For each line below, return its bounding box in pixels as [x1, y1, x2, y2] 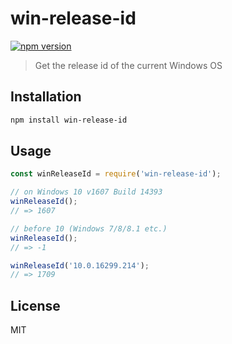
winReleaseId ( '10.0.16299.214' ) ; [10, 260, 150, 271]
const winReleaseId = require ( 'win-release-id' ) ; [10, 169, 222, 179]
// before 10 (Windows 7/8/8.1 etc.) [10, 223, 168, 234]
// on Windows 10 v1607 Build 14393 [10, 187, 163, 197]
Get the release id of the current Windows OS [34, 59, 223, 71]
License [10, 297, 61, 314]
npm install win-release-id [10, 115, 128, 125]
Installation [10, 88, 82, 106]
